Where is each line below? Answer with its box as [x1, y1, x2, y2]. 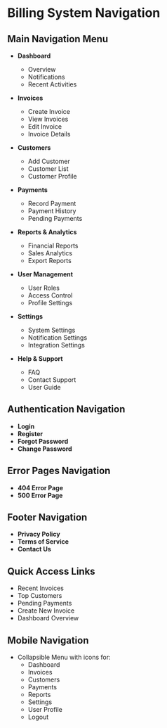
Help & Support [17, 355, 63, 363]
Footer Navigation [7, 511, 88, 523]
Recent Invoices [17, 584, 65, 592]
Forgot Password [17, 437, 69, 445]
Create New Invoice [17, 606, 75, 615]
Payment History [27, 207, 76, 215]
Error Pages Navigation [7, 465, 111, 477]
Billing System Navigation [7, 5, 161, 21]
